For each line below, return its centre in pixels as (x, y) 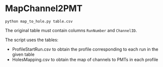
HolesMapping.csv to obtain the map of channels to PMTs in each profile (85, 59)
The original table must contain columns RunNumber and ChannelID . (71, 30)
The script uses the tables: (32, 40)
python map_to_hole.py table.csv (39, 21)
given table (23, 54)
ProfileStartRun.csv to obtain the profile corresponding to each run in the (85, 49)
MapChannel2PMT (44, 8)
